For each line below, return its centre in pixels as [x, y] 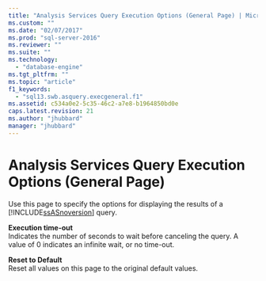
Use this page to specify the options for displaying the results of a [116, 203]
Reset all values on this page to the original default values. [103, 268]
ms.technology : [33, 60]
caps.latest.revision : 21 [51, 112]
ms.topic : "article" [42, 82]
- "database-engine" [49, 67]
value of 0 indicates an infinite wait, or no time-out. [91, 244]
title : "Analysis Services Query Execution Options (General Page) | [125, 15]
